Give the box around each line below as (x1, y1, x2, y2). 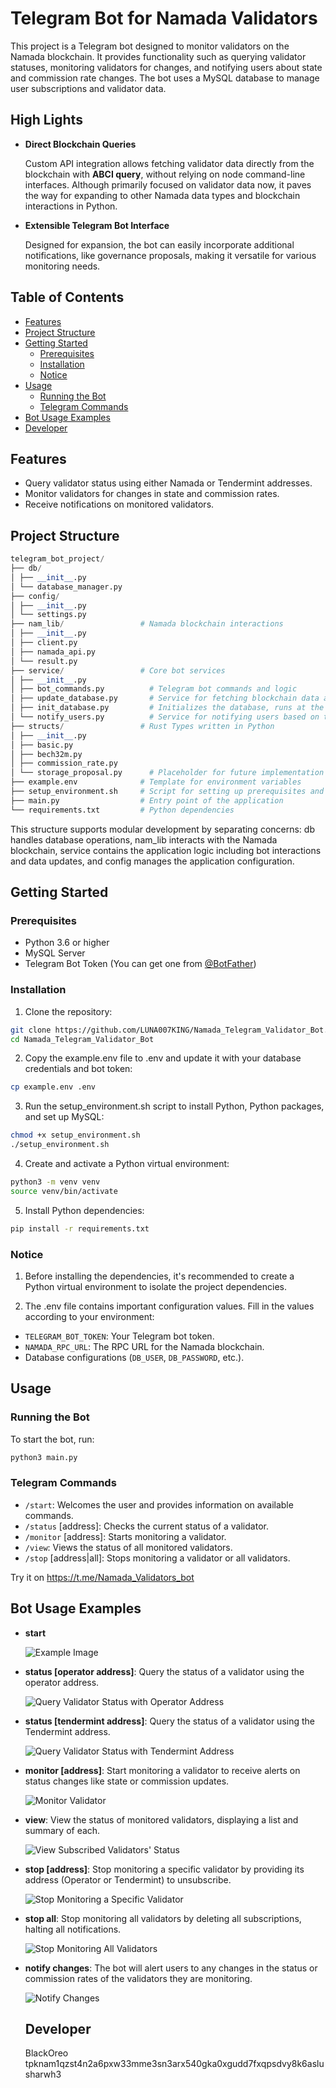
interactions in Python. (24, 200, 118, 212)
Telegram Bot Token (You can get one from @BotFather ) (24, 958, 257, 970)
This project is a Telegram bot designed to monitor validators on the (10, 40, 290, 52)
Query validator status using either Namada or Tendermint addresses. (24, 477, 313, 489)
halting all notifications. (24, 1923, 122, 1935)
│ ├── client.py (10, 638, 78, 648)
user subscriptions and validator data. (10, 82, 167, 94)
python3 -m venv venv (10, 1177, 101, 1187)
